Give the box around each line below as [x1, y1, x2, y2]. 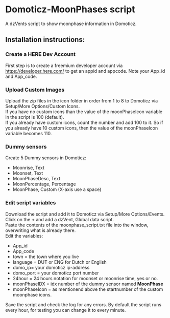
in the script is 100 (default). [5, 114, 64, 120]
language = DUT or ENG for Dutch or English [12, 259, 107, 265]
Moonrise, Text [12, 165, 45, 171]
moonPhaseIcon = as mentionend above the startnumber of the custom [12, 286, 163, 292]
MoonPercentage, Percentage [12, 181, 76, 187]
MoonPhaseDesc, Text [12, 176, 61, 182]
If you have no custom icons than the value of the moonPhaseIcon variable [5, 109, 162, 115]
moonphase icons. [12, 291, 52, 298]
